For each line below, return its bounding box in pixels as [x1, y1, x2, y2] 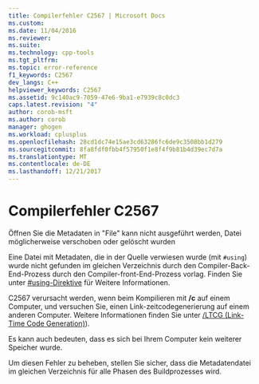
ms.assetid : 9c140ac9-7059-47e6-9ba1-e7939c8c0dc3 [8, 93, 180, 101]
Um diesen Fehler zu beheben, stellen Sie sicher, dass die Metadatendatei [8, 358, 251, 367]
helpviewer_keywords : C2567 [8, 85, 102, 94]
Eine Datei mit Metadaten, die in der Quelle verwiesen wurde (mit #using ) [8, 252, 248, 262]
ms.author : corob [8, 116, 66, 124]
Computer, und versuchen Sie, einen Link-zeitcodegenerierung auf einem [8, 301, 249, 311]
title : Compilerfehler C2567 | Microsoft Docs [8, 11, 166, 20]
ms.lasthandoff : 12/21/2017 [8, 168, 102, 176]
